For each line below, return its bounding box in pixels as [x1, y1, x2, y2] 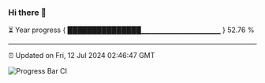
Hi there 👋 [8, 7, 47, 18]
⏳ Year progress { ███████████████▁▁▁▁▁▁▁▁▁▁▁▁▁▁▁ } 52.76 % [8, 25, 255, 34]
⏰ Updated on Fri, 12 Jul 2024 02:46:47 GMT [8, 51, 155, 60]
